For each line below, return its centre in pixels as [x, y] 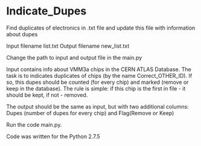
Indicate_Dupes [46, 11]
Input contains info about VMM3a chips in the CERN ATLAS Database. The [99, 69]
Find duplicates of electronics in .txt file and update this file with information [101, 28]
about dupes [22, 34]
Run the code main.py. [34, 124]
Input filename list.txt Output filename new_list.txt [68, 46]
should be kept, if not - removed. [47, 95]
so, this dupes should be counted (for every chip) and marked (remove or [97, 82]
